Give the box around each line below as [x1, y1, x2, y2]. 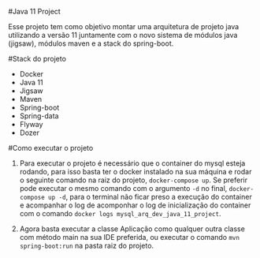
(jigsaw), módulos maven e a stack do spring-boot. [8, 39, 174, 48]
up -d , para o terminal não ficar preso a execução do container [48, 193, 252, 201]
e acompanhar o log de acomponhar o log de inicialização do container [19, 200, 251, 210]
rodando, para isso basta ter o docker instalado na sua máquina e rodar [19, 167, 252, 176]
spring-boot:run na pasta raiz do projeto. [19, 241, 154, 250]
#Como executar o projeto [8, 144, 94, 152]
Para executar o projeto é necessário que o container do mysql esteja [19, 159, 246, 168]
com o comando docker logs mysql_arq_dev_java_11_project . [19, 209, 221, 218]
